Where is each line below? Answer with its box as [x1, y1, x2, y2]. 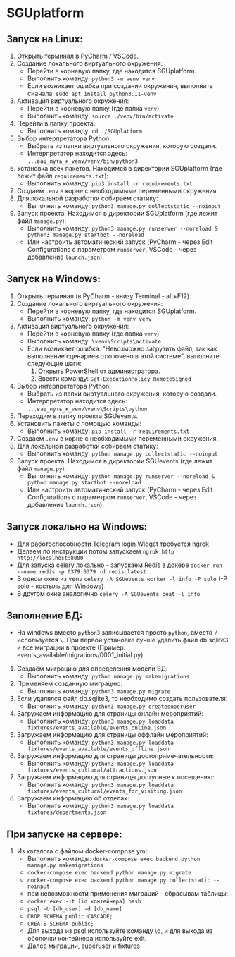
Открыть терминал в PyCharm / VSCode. [16, 51, 139, 60]
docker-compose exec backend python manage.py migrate [27, 870, 191, 877]
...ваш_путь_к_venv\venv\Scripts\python [27, 406, 148, 413]
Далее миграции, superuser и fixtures [27, 941, 140, 950]
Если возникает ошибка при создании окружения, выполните [27, 82, 213, 90]
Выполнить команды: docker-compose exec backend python [27, 855, 201, 863]
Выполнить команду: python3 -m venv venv [27, 74, 155, 83]
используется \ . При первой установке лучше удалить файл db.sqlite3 [16, 636, 229, 645]
